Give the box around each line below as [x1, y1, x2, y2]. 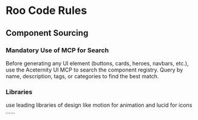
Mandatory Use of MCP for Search [5, 46, 109, 55]
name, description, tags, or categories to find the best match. [5, 72, 159, 79]
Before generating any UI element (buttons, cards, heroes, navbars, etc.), [5, 59, 189, 67]
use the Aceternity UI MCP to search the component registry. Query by [5, 66, 183, 73]
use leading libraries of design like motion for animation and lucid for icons [5, 101, 193, 109]
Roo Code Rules [5, 4, 87, 18]
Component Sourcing [5, 28, 89, 38]
